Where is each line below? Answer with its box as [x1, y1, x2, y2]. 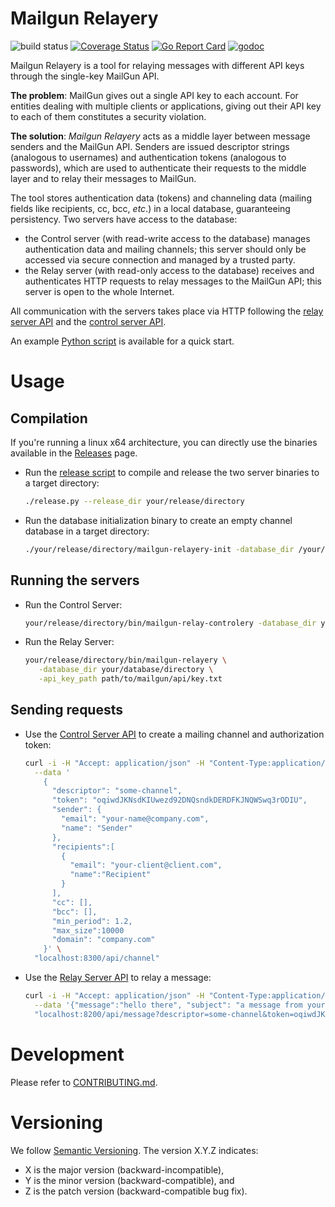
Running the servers [10, 572, 140, 589]
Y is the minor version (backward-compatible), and [24, 1174, 235, 1186]
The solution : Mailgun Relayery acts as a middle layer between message [10, 130, 311, 142]
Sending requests [10, 702, 124, 719]
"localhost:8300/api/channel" [34, 953, 160, 964]
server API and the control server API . [10, 315, 167, 327]
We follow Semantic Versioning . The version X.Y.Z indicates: [10, 1144, 259, 1156]
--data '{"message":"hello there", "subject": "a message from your [34, 1000, 326, 1010]
